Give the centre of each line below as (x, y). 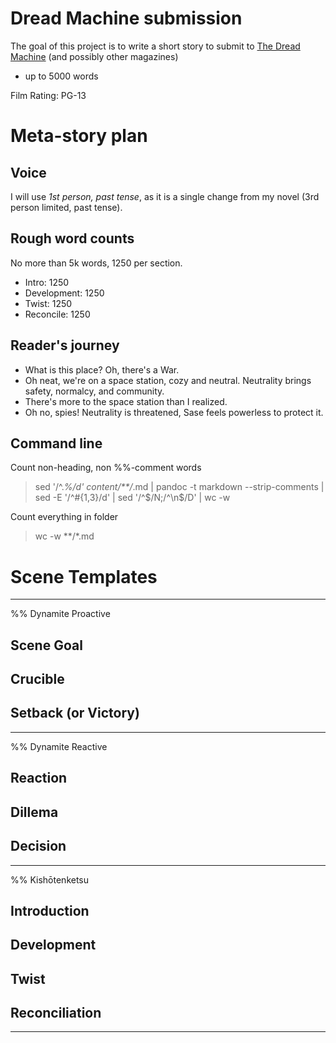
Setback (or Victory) (75, 713)
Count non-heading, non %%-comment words (106, 468)
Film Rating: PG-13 (48, 95)
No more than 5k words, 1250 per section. (96, 263)
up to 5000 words (61, 76)
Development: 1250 (64, 293)
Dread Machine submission (126, 18)
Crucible (37, 679)
